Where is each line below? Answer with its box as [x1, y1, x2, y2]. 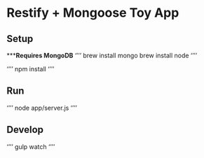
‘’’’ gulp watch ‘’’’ [6, 142, 55, 151]
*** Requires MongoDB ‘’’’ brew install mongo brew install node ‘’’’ [6, 51, 198, 59]
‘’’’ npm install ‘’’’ [6, 65, 55, 73]
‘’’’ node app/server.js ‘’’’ [6, 103, 78, 112]
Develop [6, 124, 43, 136]
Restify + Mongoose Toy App [6, 5, 179, 21]
